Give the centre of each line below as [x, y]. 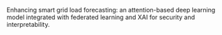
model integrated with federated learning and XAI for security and [101, 17]
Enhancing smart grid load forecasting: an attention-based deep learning [111, 10]
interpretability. [28, 24]
